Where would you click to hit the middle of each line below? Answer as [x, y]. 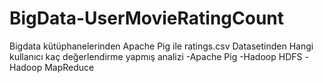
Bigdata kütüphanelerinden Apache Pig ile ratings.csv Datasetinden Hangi [161, 46]
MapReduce [69, 67]
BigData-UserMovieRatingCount [147, 18]
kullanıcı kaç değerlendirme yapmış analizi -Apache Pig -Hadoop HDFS [156, 56]
